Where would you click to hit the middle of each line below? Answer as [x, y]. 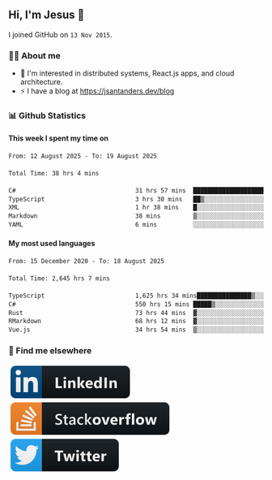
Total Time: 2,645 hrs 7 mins [59, 279]
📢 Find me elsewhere [50, 351]
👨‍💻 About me [34, 55]
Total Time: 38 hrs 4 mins [54, 173]
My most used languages [52, 243]
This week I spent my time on [59, 138]
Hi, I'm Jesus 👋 [47, 15]
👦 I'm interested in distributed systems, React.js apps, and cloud [127, 73]
